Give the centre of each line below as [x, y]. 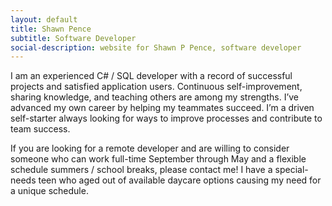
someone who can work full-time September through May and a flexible [158, 159]
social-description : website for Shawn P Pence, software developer [156, 47]
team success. [40, 129]
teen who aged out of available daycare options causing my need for [180, 180]
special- [291, 170]
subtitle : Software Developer [73, 38]
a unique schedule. [49, 191]
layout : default [44, 19]
